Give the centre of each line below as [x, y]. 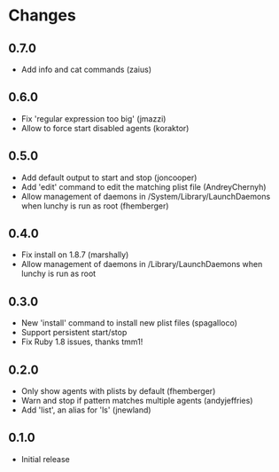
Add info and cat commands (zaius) [86, 69]
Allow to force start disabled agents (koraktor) [105, 128]
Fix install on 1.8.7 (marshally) [75, 255]
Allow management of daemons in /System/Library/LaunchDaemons [146, 196]
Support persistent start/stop [74, 333]
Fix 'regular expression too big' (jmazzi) [93, 118]
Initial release [45, 459]
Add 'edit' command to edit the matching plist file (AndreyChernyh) [143, 186]
